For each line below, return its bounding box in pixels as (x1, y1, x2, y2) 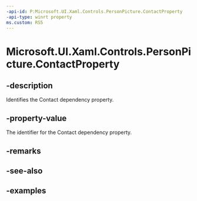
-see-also (6, 166, 43, 176)
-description (6, 81, 53, 91)
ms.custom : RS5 (6, 19, 44, 25)
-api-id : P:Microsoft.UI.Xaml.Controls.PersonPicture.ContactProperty (6, 8, 183, 15)
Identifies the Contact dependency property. (6, 96, 114, 103)
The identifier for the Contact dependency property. (6, 129, 132, 136)
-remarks (6, 146, 41, 156)
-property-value (6, 113, 67, 123)
